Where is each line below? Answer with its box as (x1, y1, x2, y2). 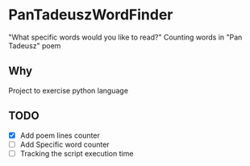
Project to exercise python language (8, 85, 129, 95)
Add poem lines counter (19, 131, 101, 140)
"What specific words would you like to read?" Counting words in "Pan (8, 32, 243, 42)
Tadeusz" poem (8, 40, 61, 50)
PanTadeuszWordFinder (8, 6, 173, 24)
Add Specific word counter (19, 139, 110, 149)
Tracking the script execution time (19, 148, 134, 158)
